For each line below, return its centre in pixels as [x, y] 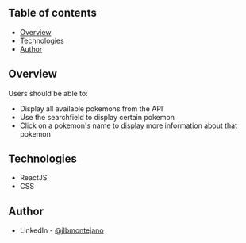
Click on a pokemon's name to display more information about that [129, 125]
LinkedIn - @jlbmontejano [62, 230]
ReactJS [33, 178]
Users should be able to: [48, 93]
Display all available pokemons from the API [91, 108]
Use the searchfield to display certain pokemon [97, 117]
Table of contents [52, 13]
